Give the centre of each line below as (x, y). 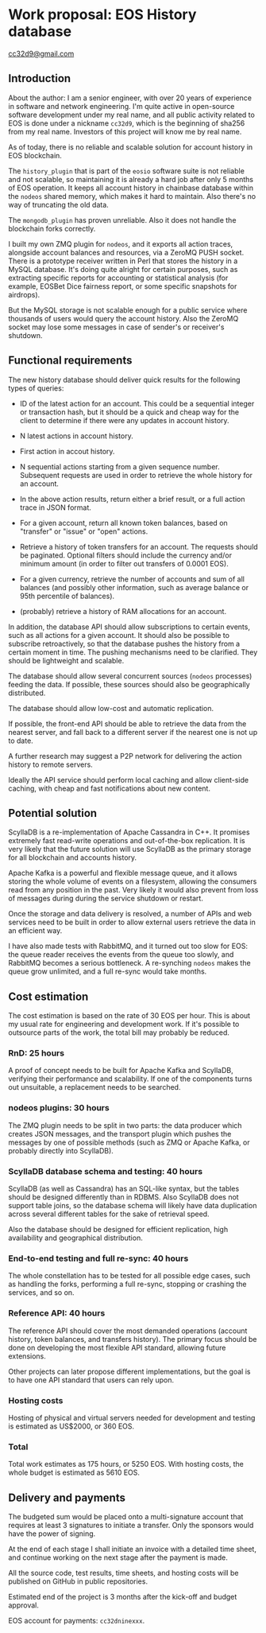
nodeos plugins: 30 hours (59, 1108)
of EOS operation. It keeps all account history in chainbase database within (131, 188)
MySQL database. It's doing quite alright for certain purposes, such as (123, 269)
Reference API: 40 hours (57, 1313)
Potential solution (53, 813)
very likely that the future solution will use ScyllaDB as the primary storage (130, 850)
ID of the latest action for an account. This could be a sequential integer (137, 403)
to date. (21, 741)
